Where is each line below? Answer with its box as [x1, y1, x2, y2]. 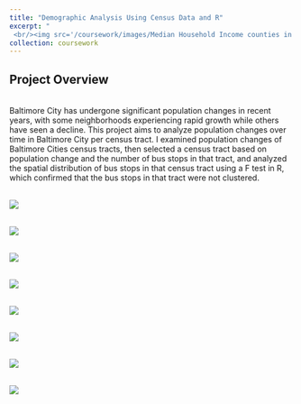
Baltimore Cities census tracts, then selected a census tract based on [9, 143, 268, 154]
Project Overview [9, 71, 109, 87]
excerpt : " [9, 22, 50, 31]
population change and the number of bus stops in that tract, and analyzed [9, 153, 287, 164]
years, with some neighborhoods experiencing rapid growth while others [9, 115, 279, 126]
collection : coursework [9, 38, 99, 48]
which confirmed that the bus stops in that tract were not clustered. [9, 172, 260, 183]
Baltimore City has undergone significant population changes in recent [9, 106, 272, 116]
